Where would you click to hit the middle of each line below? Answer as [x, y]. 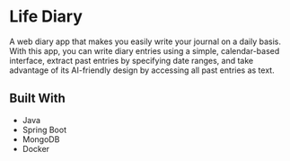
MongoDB [41, 139]
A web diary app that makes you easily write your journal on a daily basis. [145, 41]
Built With [37, 98]
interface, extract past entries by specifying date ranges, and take [132, 60]
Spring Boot [44, 130]
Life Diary [46, 17]
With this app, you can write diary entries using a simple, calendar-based [145, 50]
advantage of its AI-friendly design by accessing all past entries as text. [142, 70]
